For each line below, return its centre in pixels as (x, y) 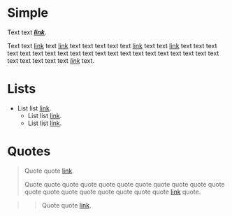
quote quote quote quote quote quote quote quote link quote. (113, 192)
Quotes (29, 151)
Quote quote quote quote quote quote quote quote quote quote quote (124, 184)
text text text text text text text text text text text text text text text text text (113, 53)
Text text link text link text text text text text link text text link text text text (112, 45)
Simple (28, 13)
